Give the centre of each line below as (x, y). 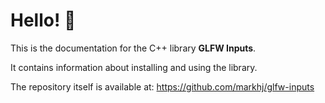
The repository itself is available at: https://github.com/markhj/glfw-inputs (162, 86)
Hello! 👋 (43, 20)
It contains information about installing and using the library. (134, 67)
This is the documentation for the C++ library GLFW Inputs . (133, 48)
